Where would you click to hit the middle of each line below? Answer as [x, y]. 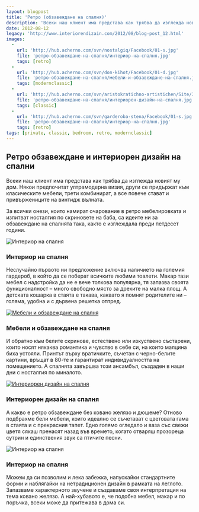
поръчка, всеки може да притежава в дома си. [66, 503]
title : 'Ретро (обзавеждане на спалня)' [57, 17]
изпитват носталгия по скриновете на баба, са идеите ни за [82, 217]
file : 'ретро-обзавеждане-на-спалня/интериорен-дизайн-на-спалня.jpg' [106, 100]
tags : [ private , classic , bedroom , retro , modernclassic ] [79, 133]
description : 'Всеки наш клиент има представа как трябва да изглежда [95, 23]
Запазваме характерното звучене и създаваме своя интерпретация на [96, 489]
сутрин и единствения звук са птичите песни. [64, 437]
